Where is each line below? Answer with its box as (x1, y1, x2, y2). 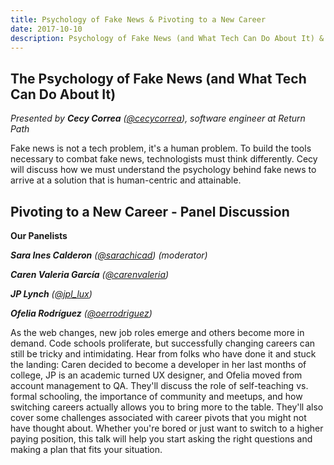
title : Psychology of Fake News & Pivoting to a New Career (10, 14, 267, 25)
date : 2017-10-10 (10, 24, 83, 34)
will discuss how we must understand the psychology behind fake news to (10, 164, 317, 176)
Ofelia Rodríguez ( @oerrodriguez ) (10, 307, 153, 319)
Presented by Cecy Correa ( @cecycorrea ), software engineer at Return (10, 112, 306, 125)
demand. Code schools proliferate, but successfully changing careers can (10, 337, 316, 349)
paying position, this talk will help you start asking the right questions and (10, 433, 313, 445)
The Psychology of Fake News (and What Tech (10, 70, 307, 87)
